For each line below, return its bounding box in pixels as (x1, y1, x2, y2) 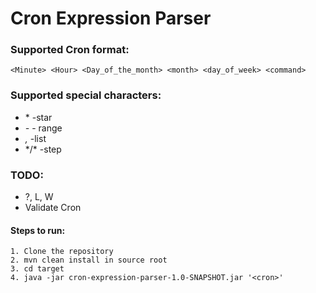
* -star (24, 111, 53, 123)
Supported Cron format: (10, 43, 130, 57)
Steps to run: (10, 224, 66, 236)
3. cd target (10, 264, 65, 274)
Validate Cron (24, 202, 82, 214)
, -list (24, 132, 47, 144)
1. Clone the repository (10, 247, 114, 257)
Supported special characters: (10, 88, 162, 102)
